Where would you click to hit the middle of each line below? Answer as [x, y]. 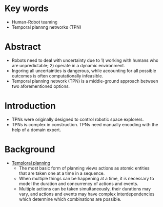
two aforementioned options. [41, 86]
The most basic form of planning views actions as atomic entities [84, 168]
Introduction [30, 106]
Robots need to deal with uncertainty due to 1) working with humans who [85, 60]
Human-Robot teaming [35, 22]
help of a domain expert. [36, 130]
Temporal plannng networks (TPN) [46, 27]
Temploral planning [31, 163]
